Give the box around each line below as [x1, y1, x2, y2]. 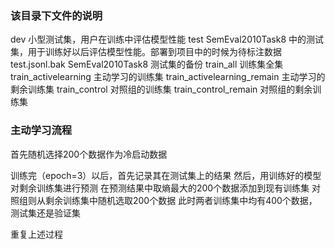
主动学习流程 [10, 123, 73, 137]
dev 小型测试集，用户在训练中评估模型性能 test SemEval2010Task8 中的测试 [10, 33, 325, 46]
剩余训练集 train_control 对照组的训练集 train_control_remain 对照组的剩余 [10, 83, 313, 96]
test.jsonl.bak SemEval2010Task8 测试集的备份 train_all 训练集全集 [10, 58, 284, 71]
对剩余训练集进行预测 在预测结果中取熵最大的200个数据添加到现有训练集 [10, 182, 310, 194]
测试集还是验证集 [10, 207, 81, 219]
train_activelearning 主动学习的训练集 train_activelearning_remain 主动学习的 [10, 71, 326, 83]
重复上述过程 [10, 228, 63, 240]
